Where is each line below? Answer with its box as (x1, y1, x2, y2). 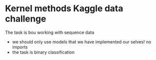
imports (12, 44, 28, 50)
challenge (5, 13, 46, 24)
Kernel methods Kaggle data (5, 3, 123, 14)
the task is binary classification (12, 49, 75, 55)
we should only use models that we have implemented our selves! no (12, 39, 152, 44)
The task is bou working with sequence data (5, 29, 94, 35)
